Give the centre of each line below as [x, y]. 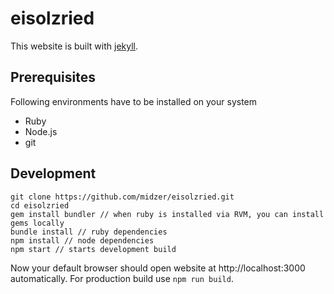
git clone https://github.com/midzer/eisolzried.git [122, 197]
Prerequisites [53, 77]
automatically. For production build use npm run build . [122, 278]
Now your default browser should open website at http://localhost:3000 [158, 268]
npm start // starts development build [93, 249]
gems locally [37, 223]
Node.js [41, 131]
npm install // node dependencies [82, 240]
